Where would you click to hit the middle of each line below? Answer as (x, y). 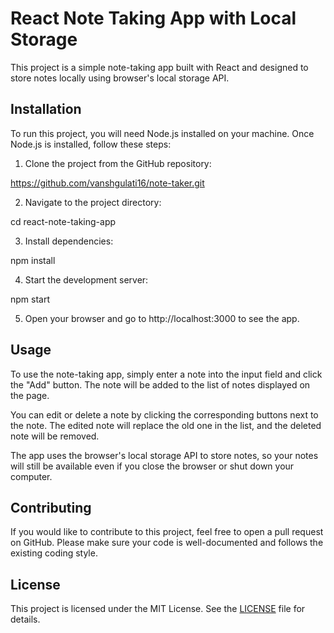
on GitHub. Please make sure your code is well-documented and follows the (167, 543)
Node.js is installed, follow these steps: (91, 144)
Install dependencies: (69, 241)
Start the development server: (86, 279)
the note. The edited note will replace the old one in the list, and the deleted (166, 425)
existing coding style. (54, 553)
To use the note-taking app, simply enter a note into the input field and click (166, 374)
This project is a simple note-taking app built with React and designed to (159, 67)
